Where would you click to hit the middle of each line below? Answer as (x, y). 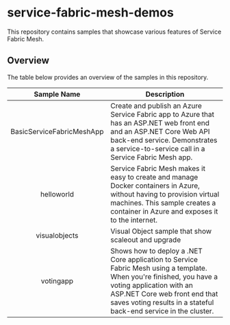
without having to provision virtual (165, 194)
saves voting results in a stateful (162, 302)
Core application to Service (154, 259)
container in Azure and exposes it (164, 211)
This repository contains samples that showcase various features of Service (114, 32)
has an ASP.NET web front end (160, 123)
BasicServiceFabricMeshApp (57, 131)
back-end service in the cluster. (162, 311)
